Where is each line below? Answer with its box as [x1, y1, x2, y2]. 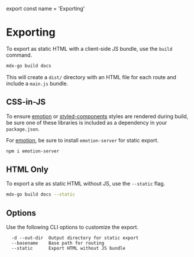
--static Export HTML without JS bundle [11, 245, 126, 251]
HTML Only [6, 164, 48, 174]
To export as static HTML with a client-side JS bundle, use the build [6, 45, 173, 52]
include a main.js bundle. [6, 80, 69, 87]
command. [6, 51, 33, 58]
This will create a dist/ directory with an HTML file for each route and [6, 73, 176, 80]
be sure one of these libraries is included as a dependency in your [6, 119, 167, 126]
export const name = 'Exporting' [6, 5, 85, 12]
